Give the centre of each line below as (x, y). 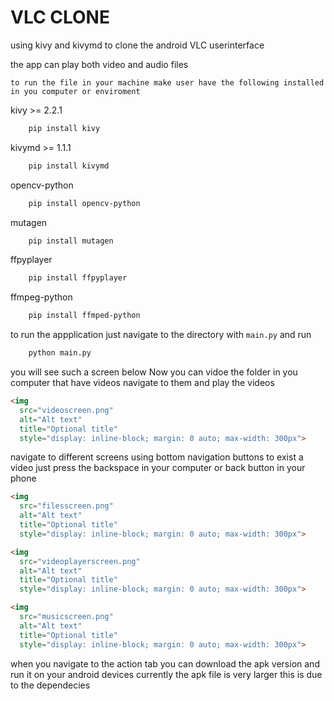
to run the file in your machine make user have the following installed (167, 82)
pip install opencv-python (84, 203)
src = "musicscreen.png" (66, 617)
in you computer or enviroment (75, 91)
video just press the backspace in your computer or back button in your (158, 468)
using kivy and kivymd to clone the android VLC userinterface (137, 45)
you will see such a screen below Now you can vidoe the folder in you (154, 372)
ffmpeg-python (41, 297)
